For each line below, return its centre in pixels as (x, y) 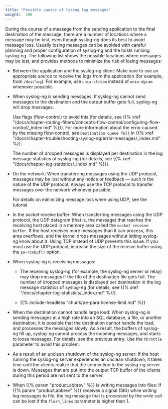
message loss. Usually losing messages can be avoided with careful (76, 45)
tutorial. (20, 204)
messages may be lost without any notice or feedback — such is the (83, 179)
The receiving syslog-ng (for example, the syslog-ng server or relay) (91, 271)
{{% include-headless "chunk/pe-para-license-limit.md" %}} (83, 302)
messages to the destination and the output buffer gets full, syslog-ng (85, 101)
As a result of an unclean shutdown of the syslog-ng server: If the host (86, 354)
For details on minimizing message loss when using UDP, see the (79, 199)
